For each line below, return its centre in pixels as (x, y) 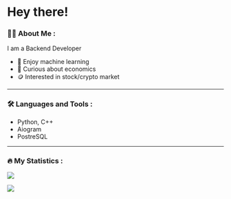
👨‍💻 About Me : (32, 34)
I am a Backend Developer (44, 48)
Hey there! (38, 12)
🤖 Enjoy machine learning (53, 62)
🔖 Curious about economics (56, 69)
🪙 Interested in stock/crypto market (68, 77)
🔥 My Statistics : (35, 160)
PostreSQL (32, 136)
